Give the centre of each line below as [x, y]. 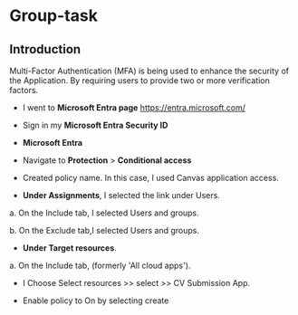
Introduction [45, 49]
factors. [24, 90]
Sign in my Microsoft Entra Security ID [95, 125]
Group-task [53, 16]
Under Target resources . [70, 248]
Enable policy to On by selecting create [96, 301]
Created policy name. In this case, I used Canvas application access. [150, 178]
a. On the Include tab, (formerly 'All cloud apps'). [100, 265]
